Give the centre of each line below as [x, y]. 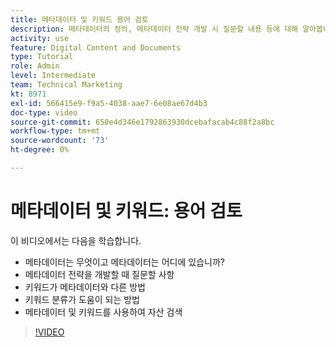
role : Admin [35, 66]
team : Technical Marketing [66, 85]
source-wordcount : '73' [60, 141]
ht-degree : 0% [40, 150]
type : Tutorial [42, 57]
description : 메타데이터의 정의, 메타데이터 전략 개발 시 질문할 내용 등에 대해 [154, 29]
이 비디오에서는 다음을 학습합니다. [76, 240]
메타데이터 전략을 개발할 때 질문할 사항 [99, 274]
